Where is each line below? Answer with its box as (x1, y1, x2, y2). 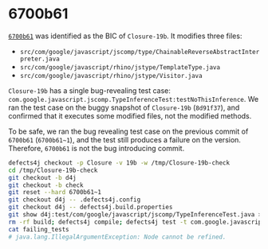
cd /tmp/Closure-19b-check (8, 166, 98, 174)
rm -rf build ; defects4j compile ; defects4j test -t (8, 218, 187, 226)
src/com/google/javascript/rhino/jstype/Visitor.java (19, 72, 203, 80)
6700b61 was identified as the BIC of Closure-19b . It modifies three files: (8, 31, 242, 41)
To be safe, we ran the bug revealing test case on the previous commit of (8, 126, 249, 136)
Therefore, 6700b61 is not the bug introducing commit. (8, 143, 185, 153)
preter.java (19, 55, 60, 63)
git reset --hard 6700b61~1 (8, 189, 102, 196)
